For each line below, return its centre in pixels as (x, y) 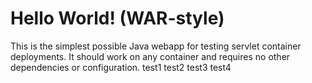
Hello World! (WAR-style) (117, 18)
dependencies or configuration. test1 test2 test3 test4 (121, 67)
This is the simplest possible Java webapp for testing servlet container (156, 46)
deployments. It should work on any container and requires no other (150, 56)
